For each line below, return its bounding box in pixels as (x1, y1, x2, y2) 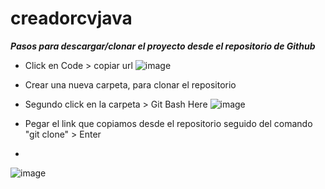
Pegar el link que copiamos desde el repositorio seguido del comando (24, 117, 313, 129)
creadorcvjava (10, 7, 133, 30)
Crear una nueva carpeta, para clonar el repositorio (24, 78, 237, 91)
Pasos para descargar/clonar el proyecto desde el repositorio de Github (10, 40, 316, 52)
